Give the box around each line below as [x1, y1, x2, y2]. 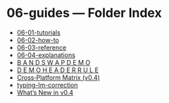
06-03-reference [16, 43, 67, 51]
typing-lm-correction [16, 80, 78, 89]
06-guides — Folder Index [6, 5, 163, 21]
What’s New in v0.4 [16, 88, 74, 97]
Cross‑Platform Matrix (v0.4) [16, 73, 100, 82]
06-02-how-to [16, 35, 59, 44]
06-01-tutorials [16, 28, 61, 37]
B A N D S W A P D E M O [16, 58, 91, 66]
